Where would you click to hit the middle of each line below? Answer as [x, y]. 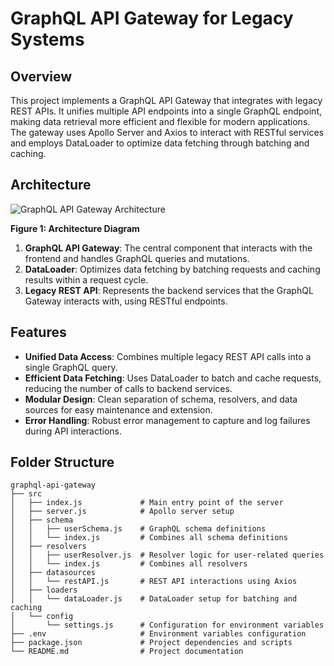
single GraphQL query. [71, 367]
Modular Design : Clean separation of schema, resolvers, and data [161, 399]
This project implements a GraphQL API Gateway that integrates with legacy [166, 100]
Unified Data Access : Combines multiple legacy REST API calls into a [168, 356]
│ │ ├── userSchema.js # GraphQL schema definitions [138, 529]
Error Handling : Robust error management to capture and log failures [167, 420]
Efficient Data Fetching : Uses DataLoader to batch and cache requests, [173, 378]
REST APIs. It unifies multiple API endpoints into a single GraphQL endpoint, [166, 111]
